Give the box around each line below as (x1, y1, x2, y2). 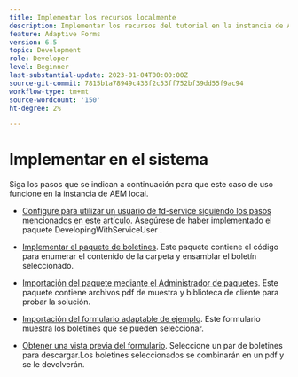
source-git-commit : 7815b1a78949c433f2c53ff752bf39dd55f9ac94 (9, 79, 244, 88)
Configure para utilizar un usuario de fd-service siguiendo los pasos (21, 206, 272, 216)
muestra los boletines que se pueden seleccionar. (21, 323, 204, 334)
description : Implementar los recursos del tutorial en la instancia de (9, 21, 284, 30)
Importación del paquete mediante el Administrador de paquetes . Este (21, 278, 278, 288)
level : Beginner (9, 63, 69, 72)
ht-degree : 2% (9, 104, 62, 113)
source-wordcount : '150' (9, 95, 101, 105)
